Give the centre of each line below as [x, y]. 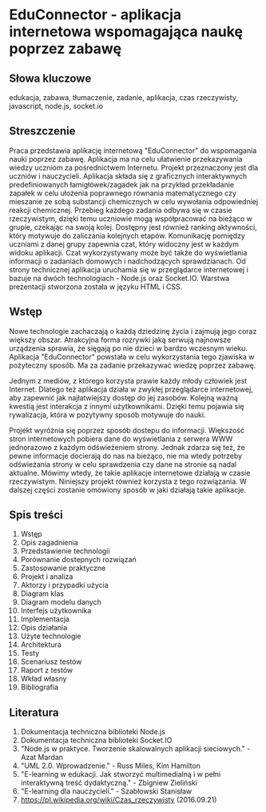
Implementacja [45, 619]
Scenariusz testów [51, 661]
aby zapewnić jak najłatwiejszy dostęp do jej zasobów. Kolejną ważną [124, 397]
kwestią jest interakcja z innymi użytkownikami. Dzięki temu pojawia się [127, 406]
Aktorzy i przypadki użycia [64, 585]
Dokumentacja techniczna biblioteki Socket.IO [96, 740]
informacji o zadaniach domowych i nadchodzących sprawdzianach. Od [127, 261]
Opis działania [44, 628]
